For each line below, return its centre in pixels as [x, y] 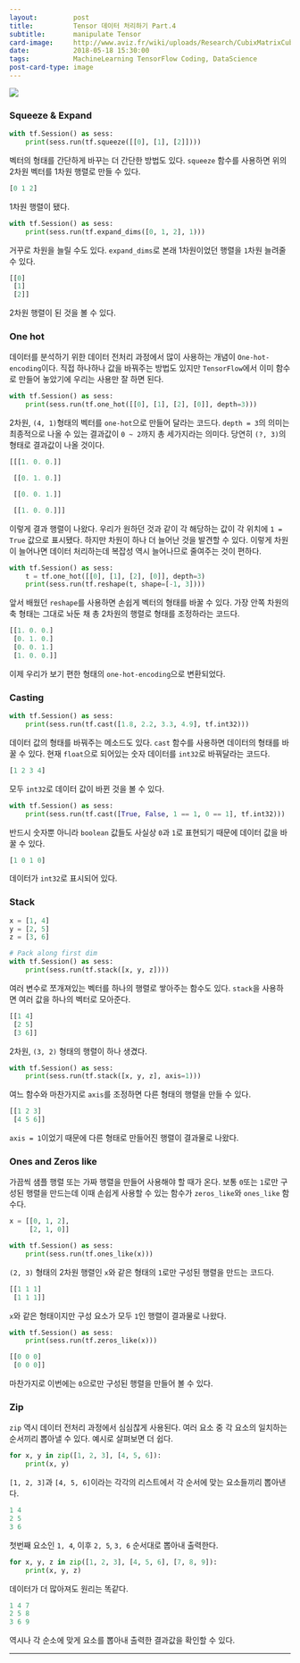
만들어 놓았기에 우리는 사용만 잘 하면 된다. [91, 380]
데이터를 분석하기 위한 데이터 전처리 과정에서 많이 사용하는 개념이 [123, 357]
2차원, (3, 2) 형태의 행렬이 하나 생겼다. [78, 1051]
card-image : [31, 42]
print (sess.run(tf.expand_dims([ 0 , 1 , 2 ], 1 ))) [115, 232]
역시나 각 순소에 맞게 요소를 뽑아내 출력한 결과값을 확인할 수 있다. [122, 1641]
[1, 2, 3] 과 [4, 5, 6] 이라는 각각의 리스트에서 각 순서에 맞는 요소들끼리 [136, 1483]
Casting [27, 698]
